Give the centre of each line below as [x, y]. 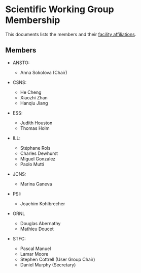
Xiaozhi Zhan [34, 97]
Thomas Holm [35, 128]
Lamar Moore [34, 254]
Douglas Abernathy [40, 223]
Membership [33, 20]
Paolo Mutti [32, 164]
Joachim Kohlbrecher [43, 203]
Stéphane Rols [35, 148]
